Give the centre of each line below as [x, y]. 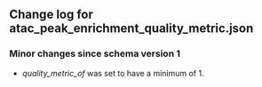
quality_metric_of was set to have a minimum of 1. [113, 73]
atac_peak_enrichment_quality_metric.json [131, 29]
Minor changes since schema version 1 [95, 54]
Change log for [51, 15]
